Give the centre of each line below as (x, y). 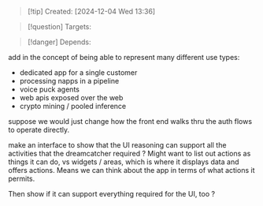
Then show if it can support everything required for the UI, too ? (111, 194)
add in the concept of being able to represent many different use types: (124, 57)
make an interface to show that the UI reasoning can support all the (117, 145)
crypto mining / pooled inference (73, 106)
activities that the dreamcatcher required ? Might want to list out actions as (130, 154)
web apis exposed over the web (71, 97)
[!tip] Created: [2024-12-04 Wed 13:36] (91, 11)
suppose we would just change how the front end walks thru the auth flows (130, 121)
